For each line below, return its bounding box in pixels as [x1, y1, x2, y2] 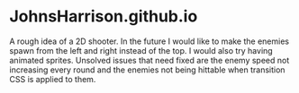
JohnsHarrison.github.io [9, 6, 198, 27]
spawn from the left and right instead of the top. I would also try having [9, 45, 273, 55]
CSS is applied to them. [9, 73, 96, 84]
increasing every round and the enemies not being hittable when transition [9, 64, 285, 75]
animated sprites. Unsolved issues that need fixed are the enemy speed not [9, 55, 290, 65]
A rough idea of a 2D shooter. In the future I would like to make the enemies [9, 36, 290, 46]
